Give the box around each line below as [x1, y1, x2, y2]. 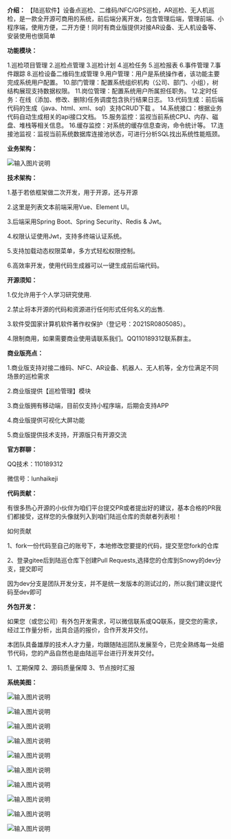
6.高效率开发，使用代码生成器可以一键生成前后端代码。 [7, 261, 164, 270]
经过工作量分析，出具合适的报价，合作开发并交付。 [7, 626, 152, 634]
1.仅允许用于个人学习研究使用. [7, 291, 91, 298]
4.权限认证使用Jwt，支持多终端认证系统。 [7, 232, 126, 240]
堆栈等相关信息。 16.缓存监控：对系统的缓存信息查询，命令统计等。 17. [19, 121, 218, 129]
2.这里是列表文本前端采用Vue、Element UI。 [7, 203, 133, 211]
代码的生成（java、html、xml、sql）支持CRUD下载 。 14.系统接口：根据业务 [7, 104, 222, 112]
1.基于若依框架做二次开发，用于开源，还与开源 [7, 188, 138, 196]
